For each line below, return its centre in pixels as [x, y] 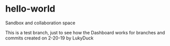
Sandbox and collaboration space [40, 23]
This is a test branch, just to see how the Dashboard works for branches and [85, 32]
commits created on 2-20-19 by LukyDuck [49, 38]
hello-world [30, 9]
